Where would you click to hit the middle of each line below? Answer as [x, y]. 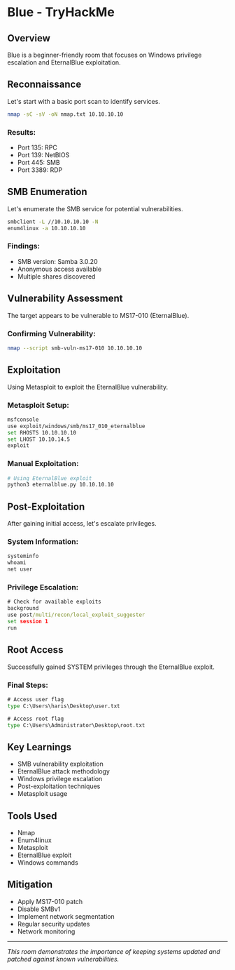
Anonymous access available [59, 269]
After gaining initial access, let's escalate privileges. [82, 524]
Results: [22, 132]
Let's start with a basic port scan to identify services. [84, 101]
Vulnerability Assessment [65, 299]
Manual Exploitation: [43, 464]
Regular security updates [54, 924]
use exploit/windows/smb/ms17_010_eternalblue [76, 426]
